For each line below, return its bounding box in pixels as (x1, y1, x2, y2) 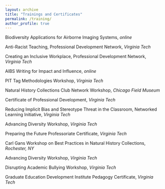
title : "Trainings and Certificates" (5, 12, 83, 17)
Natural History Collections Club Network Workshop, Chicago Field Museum (5, 87, 160, 94)
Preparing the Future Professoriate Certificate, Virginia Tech (5, 131, 127, 137)
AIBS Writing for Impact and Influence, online (5, 68, 97, 74)
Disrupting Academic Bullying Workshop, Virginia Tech (5, 164, 116, 170)
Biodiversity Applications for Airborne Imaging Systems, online (5, 34, 132, 40)
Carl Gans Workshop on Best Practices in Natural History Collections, (5, 140, 146, 146)
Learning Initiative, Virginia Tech (5, 112, 70, 118)
